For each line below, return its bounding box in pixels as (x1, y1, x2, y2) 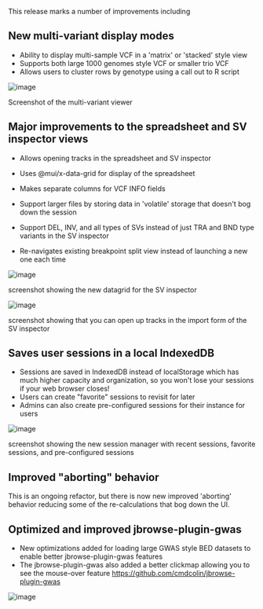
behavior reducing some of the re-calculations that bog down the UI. (8, 500, 230, 509)
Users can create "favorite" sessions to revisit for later (19, 392, 195, 402)
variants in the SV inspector (19, 231, 110, 240)
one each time (19, 255, 67, 264)
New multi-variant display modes (8, 29, 174, 42)
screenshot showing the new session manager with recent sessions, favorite (8, 439, 256, 449)
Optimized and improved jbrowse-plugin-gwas (8, 523, 242, 536)
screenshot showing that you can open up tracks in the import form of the (8, 315, 247, 325)
